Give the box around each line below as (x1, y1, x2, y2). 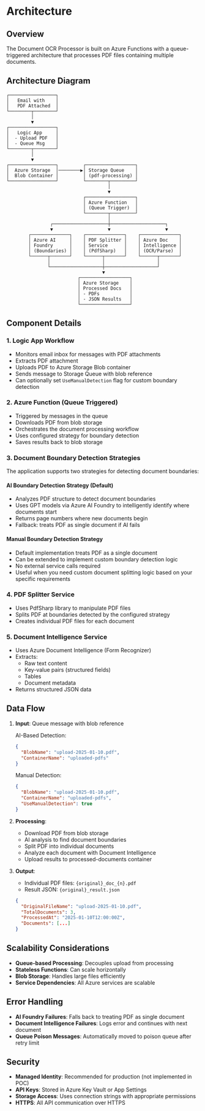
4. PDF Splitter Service (6, 590, 75, 599)
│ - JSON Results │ (77, 296, 133, 302)
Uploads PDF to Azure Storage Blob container (15, 363, 131, 371)
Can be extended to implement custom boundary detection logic (15, 555, 179, 563)
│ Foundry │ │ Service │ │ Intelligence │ (28, 242, 182, 248)
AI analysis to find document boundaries (24, 836, 127, 843)
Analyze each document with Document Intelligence (24, 848, 156, 856)
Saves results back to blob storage (15, 438, 103, 445)
